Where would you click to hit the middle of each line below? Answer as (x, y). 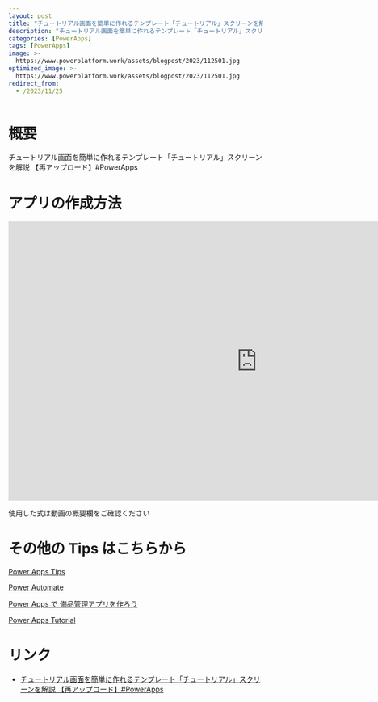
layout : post (30, 16)
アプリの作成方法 (65, 203)
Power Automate (36, 587)
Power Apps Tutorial (42, 620)
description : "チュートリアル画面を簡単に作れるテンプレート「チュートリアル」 (127, 31)
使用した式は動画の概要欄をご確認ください (79, 513)
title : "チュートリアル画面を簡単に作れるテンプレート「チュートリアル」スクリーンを (134, 23)
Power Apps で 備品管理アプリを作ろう (73, 604)
